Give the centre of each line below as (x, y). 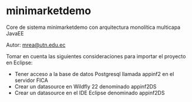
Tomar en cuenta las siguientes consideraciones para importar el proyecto (96, 56)
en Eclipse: (19, 62)
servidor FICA (31, 80)
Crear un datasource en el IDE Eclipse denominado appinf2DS (90, 93)
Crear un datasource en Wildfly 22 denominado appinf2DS (85, 86)
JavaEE (15, 33)
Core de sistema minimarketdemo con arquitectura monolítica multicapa (93, 27)
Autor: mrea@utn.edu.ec (36, 45)
